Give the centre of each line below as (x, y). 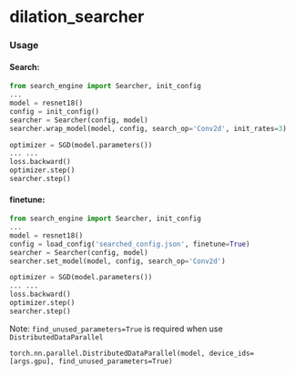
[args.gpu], (32, 361)
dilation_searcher (77, 17)
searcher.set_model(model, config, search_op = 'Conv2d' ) (117, 261)
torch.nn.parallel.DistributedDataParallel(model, (107, 353)
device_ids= (232, 353)
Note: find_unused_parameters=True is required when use (116, 329)
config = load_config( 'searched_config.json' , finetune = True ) (130, 244)
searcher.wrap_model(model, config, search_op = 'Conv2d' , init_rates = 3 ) (148, 128)
